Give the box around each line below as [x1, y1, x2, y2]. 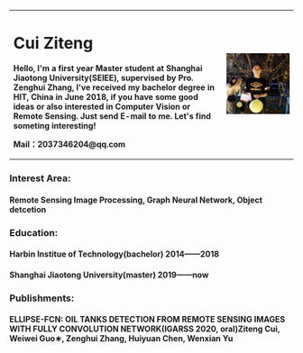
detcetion [9, 204, 47, 214]
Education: [9, 226, 59, 239]
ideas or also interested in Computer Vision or [13, 101, 191, 112]
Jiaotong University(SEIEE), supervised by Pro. [13, 72, 194, 83]
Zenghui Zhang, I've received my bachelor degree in [13, 82, 215, 93]
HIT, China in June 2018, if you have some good [13, 91, 198, 102]
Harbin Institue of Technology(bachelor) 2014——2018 [9, 249, 219, 259]
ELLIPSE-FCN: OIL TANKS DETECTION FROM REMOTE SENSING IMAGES [9, 314, 286, 325]
